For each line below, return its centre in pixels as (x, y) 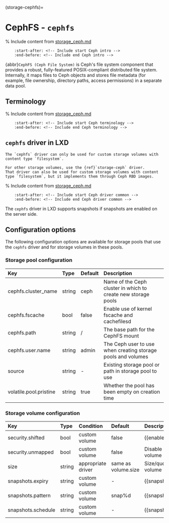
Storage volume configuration (43, 413)
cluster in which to (125, 288)
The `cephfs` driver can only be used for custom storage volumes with (82, 154)
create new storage (126, 294)
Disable (153, 449)
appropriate (93, 463)
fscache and (118, 315)
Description (118, 273)
